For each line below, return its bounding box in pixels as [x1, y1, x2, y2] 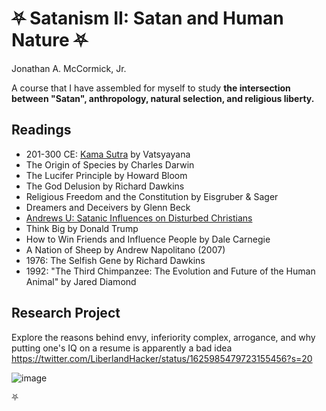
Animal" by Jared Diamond [25, 275, 137, 287]
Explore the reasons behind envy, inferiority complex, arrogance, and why [11, 331, 316, 343]
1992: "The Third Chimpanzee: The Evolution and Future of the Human [25, 265, 316, 277]
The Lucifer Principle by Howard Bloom [25, 169, 188, 181]
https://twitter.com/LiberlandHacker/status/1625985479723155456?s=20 [11, 352, 313, 364]
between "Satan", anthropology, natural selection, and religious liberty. [11, 92, 315, 104]
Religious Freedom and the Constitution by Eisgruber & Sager [25, 190, 279, 202]
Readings [11, 122, 72, 139]
